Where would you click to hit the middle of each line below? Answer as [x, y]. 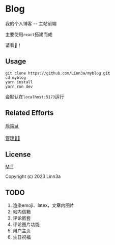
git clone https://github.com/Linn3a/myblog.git [58, 73]
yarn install [19, 82]
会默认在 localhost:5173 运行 [35, 97]
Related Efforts [30, 113]
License [18, 154]
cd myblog [16, 78]
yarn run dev [19, 86]
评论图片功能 [26, 225]
